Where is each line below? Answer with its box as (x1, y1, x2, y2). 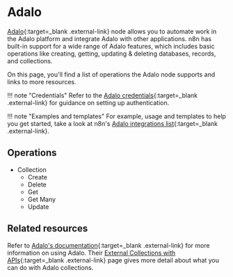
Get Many (27, 195, 56, 203)
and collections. (7, 56, 54, 65)
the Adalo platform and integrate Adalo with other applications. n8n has (7, 34, 212, 42)
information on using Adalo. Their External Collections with (7, 248, 176, 257)
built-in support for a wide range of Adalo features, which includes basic (7, 42, 215, 50)
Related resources (7, 223, 88, 235)
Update (27, 203, 49, 211)
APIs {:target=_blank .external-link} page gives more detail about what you (7, 255, 220, 264)
